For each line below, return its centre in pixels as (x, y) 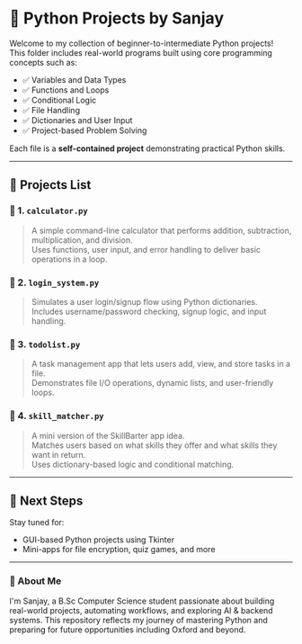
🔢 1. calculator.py (49, 210)
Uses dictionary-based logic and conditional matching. (133, 464)
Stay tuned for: (37, 523)
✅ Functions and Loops (66, 90)
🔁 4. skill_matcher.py (57, 416)
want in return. (58, 454)
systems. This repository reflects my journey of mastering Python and (138, 620)
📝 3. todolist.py (45, 344)
